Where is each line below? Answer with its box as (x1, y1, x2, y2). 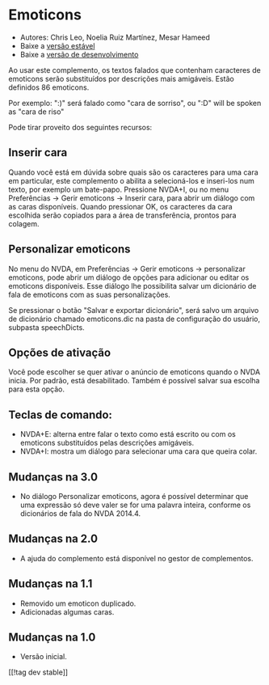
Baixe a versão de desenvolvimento (19, 49, 139, 59)
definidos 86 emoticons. (8, 82, 90, 92)
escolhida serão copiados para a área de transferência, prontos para (8, 210, 237, 220)
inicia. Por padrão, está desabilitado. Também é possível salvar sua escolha (8, 376, 260, 386)
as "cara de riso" (8, 107, 65, 116)
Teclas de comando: (8, 408, 113, 421)
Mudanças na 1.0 (8, 631, 96, 645)
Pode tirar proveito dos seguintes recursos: (8, 122, 153, 132)
